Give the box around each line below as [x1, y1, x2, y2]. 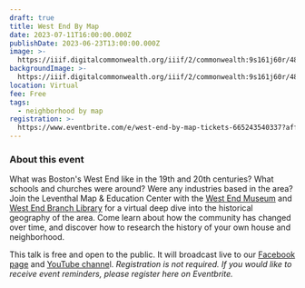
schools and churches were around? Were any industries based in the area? [9, 184, 293, 194]
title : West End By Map [9, 22, 100, 31]
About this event [9, 153, 84, 165]
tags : [9, 97, 30, 107]
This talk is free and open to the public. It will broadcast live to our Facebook [9, 249, 296, 260]
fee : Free [9, 89, 47, 98]
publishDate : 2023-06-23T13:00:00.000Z [9, 38, 161, 48]
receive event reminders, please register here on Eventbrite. [9, 269, 233, 280]
